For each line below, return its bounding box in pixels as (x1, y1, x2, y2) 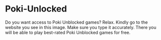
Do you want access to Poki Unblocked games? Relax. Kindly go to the (5, 19, 148, 25)
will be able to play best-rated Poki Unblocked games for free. (5, 29, 131, 35)
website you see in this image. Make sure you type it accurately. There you (5, 24, 157, 30)
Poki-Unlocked (5, 3, 67, 14)
